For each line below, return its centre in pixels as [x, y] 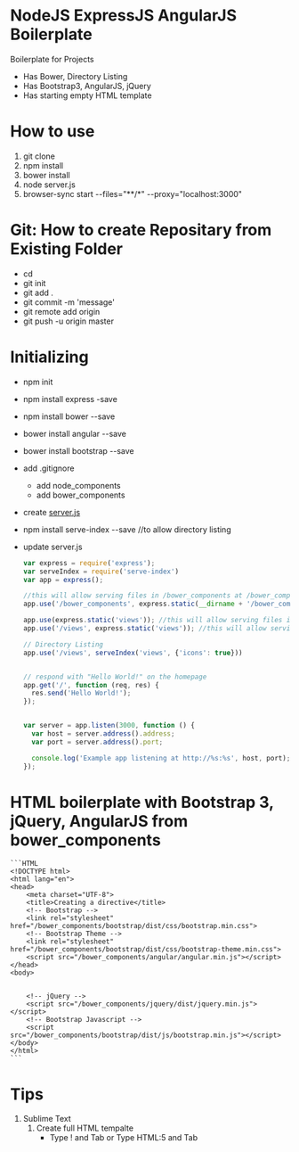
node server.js [49, 185]
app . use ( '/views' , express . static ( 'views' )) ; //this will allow [145, 629]
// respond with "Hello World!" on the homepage [115, 677]
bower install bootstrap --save [78, 450]
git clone [39, 156]
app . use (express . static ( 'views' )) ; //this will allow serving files [153, 621]
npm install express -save [70, 399]
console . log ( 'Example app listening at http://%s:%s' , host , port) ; [161, 758]
